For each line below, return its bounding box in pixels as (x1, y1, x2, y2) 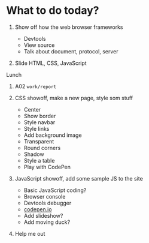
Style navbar (23, 118, 56, 126)
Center (23, 106, 41, 113)
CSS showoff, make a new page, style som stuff (14, 94, 133, 101)
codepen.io (23, 205, 52, 213)
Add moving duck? (23, 218, 71, 226)
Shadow (23, 151, 44, 158)
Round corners (23, 144, 61, 151)
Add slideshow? (23, 212, 63, 219)
